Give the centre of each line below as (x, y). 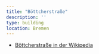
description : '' (26, 17)
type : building (25, 23)
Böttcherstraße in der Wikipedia (54, 45)
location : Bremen (28, 28)
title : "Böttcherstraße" (37, 12)
